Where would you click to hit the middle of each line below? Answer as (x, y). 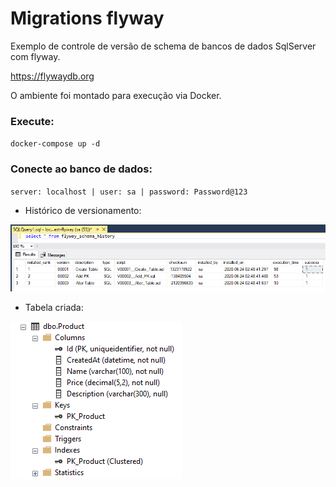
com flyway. (35, 56)
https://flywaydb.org (52, 76)
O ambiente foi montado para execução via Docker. (116, 95)
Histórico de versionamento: (83, 210)
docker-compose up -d (55, 144)
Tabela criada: (54, 308)
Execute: (32, 121)
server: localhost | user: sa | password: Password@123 (129, 192)
